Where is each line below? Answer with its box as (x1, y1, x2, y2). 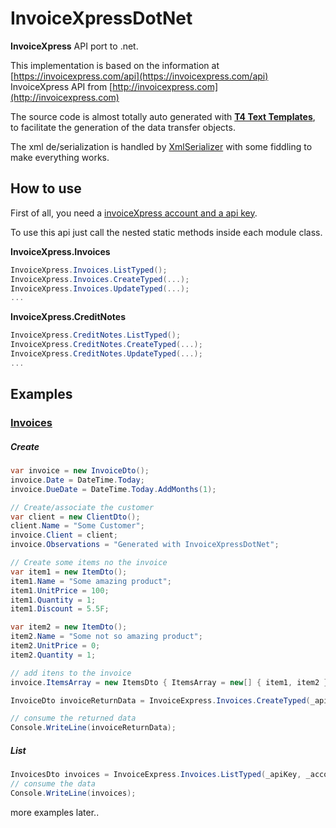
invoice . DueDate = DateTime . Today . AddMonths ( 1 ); (10, 484, 217, 494)
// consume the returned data (10, 713, 137, 724)
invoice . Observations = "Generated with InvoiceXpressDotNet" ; (10, 540, 280, 550)
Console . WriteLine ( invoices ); (10, 788, 137, 798)
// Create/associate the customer (10, 502, 155, 512)
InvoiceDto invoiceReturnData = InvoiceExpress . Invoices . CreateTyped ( (10, 695, 311, 706)
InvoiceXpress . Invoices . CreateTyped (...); (10, 274, 190, 284)
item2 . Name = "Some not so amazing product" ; (10, 632, 203, 642)
